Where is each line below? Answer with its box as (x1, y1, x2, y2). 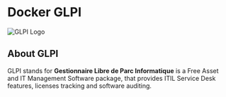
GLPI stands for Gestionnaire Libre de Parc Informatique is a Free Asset (7, 66, 219, 75)
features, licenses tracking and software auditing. (7, 82, 152, 90)
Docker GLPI (7, 4, 82, 20)
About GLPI (7, 48, 59, 60)
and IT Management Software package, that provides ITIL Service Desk (7, 74, 216, 82)
